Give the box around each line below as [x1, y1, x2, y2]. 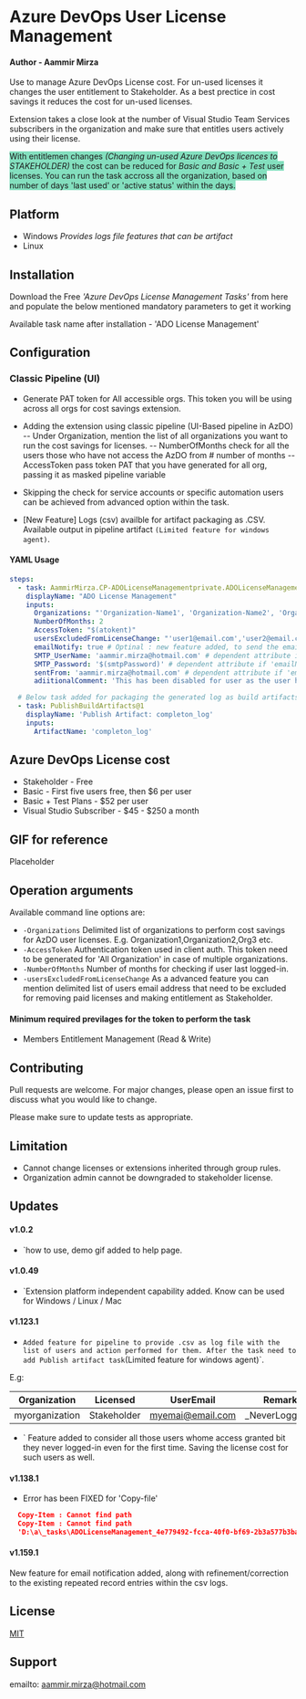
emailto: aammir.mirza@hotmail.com [9, 1678, 147, 1690]
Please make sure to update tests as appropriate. [9, 1112, 194, 1123]
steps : [9, 574, 35, 583]
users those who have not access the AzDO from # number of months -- [22, 449, 296, 460]
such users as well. [22, 1452, 96, 1463]
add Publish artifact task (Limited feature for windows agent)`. [22, 1354, 265, 1365]
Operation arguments [9, 883, 134, 898]
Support [9, 1654, 57, 1670]
